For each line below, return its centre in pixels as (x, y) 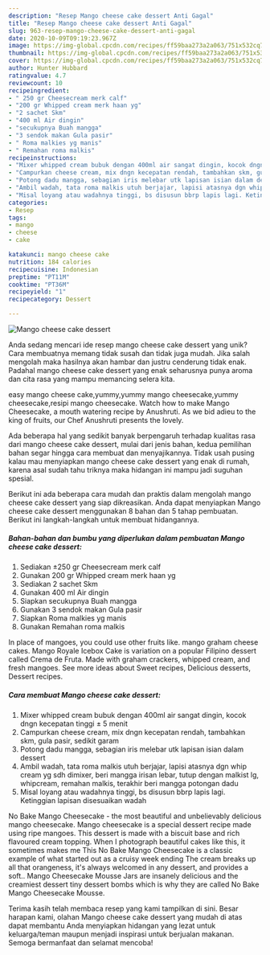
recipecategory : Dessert (50, 299)
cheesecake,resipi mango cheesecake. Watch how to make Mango (119, 403)
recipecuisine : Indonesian (53, 269)
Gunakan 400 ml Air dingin (64, 592)
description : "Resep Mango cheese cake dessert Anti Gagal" (111, 16)
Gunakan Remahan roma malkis (72, 626)
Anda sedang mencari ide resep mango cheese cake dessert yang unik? (128, 345)
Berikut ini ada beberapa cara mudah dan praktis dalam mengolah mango (130, 494)
